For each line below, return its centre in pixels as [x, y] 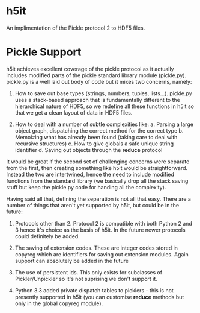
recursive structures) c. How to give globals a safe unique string [94, 144]
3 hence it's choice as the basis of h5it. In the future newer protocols [100, 230]
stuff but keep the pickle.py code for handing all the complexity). [86, 187]
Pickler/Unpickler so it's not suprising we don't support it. [86, 279]
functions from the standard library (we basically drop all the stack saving [97, 181]
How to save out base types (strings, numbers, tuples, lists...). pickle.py [103, 93]
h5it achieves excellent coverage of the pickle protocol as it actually [90, 69]
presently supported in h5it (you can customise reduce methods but [99, 297]
